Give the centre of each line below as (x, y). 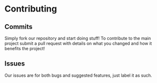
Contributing (31, 9)
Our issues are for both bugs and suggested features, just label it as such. (78, 75)
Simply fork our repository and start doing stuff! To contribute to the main (78, 38)
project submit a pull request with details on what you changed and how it (78, 43)
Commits (18, 27)
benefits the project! (25, 48)
